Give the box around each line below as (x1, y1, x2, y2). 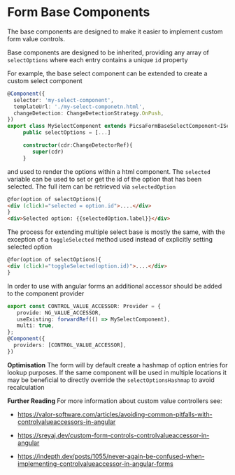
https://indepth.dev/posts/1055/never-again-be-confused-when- (17, 452, 205, 460)
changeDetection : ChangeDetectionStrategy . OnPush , (13, 110, 164, 117)
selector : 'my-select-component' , (13, 96, 114, 103)
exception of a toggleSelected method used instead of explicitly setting (7, 235, 213, 244)
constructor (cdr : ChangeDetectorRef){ (22, 142, 133, 149)
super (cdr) (32, 148, 64, 155)
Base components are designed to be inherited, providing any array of (7, 48, 210, 57)
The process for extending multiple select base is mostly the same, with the (7, 228, 225, 236)
